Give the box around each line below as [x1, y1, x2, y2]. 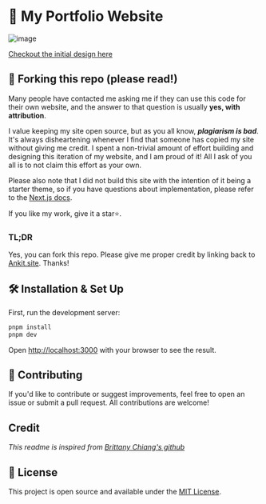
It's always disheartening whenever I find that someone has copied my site [8, 134, 255, 144]
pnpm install [8, 323, 52, 331]
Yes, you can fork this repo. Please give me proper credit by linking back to [8, 250, 256, 259]
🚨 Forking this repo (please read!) [8, 72, 178, 86]
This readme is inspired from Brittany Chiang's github [8, 442, 185, 452]
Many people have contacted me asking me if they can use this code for [8, 94, 246, 103]
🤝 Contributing [8, 368, 83, 382]
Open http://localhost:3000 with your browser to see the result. [8, 345, 217, 354]
